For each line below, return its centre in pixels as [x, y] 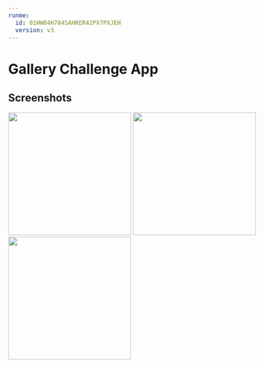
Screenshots [40, 98]
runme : [19, 15]
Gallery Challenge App [83, 69]
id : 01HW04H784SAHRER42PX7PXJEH [68, 23]
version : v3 [35, 30]
